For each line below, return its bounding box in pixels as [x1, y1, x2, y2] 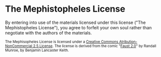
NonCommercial [5, 43, 33, 48]
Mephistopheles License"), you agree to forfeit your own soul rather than [5, 24, 152, 30]
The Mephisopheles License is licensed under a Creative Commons [5, 39, 118, 44]
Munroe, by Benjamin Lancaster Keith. [5, 48, 69, 53]
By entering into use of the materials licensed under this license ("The [5, 19, 146, 25]
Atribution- [119, 39, 138, 44]
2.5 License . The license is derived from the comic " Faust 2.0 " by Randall [33, 43, 157, 48]
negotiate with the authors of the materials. [5, 30, 92, 36]
